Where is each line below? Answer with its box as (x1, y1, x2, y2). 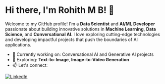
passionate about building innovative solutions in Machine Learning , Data (5, 26, 156, 32)
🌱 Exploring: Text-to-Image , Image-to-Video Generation (12, 56, 130, 62)
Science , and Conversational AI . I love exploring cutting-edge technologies (5, 31, 160, 37)
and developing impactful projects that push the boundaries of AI (5, 37, 138, 42)
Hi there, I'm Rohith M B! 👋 (5, 4, 114, 16)
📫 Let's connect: (12, 62, 48, 68)
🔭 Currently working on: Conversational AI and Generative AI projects (12, 51, 154, 57)
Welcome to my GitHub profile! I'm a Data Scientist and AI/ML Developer (5, 21, 155, 27)
